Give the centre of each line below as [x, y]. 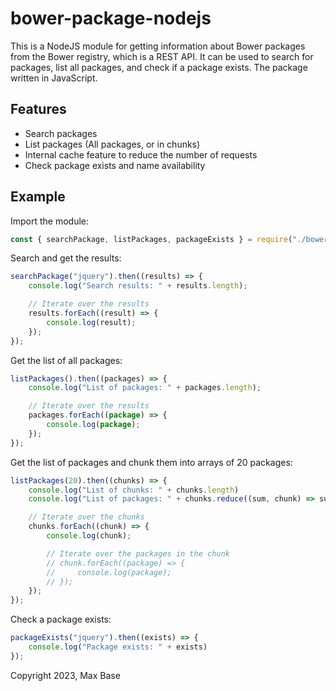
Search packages [61, 133]
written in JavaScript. [54, 78]
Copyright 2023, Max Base [65, 675]
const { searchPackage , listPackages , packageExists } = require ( [151, 239]
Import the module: [50, 221]
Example [38, 197]
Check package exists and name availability [115, 165]
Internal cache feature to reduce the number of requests [141, 154]
